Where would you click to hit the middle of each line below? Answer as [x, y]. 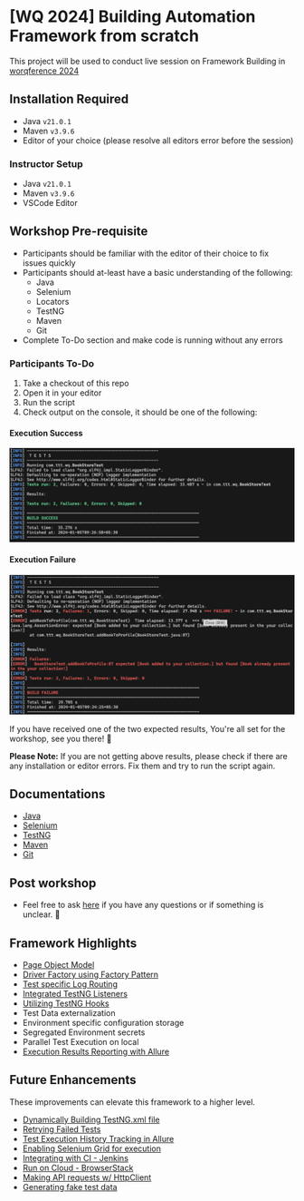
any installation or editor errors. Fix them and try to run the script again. [142, 766]
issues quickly [49, 263]
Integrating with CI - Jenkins [76, 1157]
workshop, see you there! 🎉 [61, 738]
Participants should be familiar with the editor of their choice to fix [146, 253]
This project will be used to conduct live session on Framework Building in [147, 61]
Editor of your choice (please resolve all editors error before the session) [158, 140]
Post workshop [53, 883]
